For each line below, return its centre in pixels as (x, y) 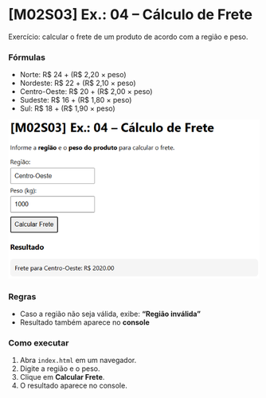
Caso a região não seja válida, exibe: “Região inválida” (110, 314)
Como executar (39, 343)
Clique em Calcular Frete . (62, 377)
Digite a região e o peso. (60, 369)
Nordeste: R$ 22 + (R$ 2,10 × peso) (78, 83)
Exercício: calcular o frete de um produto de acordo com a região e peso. (128, 37)
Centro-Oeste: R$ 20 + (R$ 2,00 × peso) (86, 92)
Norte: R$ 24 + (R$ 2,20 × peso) (73, 75)
